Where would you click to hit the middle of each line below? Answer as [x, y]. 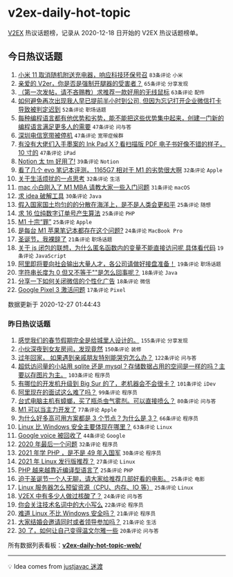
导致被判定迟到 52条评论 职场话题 [62, 109]
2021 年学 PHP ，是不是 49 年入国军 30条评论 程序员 [90, 453]
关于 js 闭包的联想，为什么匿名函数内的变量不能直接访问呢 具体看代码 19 [121, 248]
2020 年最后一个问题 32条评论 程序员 [68, 444]
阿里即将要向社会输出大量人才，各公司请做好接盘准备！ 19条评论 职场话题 [120, 264]
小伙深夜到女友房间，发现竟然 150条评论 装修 [80, 349]
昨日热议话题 [29, 324]
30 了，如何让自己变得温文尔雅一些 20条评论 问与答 [88, 531]
